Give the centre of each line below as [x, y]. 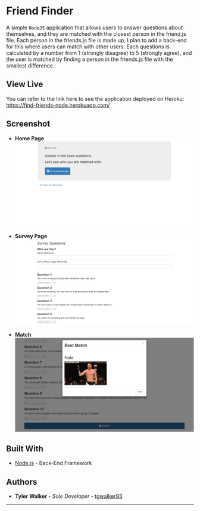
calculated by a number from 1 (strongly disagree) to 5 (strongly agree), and [99, 53]
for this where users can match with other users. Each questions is [88, 47]
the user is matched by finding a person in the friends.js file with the [90, 59]
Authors [22, 482]
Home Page [29, 138]
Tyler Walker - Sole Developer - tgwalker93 [68, 496]
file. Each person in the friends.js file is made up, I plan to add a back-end [96, 40]
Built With [25, 449]
